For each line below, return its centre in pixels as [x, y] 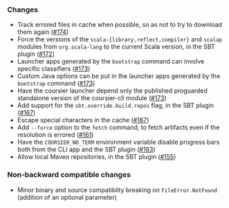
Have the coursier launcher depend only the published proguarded [112, 91]
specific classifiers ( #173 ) [54, 69]
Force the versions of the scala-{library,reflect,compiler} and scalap [120, 39]
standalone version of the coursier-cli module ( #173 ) [92, 98]
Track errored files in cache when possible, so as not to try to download [120, 25]
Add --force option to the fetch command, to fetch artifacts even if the [118, 127]
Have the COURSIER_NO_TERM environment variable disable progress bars [118, 142]
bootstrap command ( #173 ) [56, 84]
